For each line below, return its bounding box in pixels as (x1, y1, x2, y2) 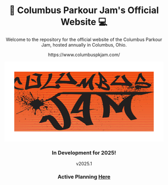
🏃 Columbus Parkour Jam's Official (9, 5, 159, 16)
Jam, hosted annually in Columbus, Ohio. (41, 41, 127, 48)
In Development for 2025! (52, 149, 116, 156)
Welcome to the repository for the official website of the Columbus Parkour (6, 36, 162, 42)
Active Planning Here (57, 173, 111, 180)
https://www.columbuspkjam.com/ (48, 52, 120, 58)
